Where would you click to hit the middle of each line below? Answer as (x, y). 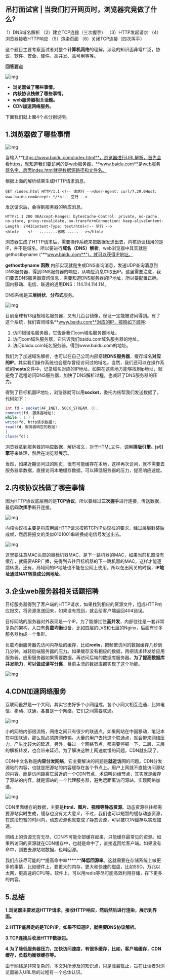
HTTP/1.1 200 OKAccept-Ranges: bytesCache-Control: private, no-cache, (82, 216)
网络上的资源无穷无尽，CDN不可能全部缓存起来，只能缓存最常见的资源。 (81, 837)
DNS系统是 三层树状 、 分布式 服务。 (41, 295)
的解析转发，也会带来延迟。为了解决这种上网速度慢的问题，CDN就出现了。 (83, 750)
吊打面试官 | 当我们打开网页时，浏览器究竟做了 (78, 10)
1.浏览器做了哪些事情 (38, 135)
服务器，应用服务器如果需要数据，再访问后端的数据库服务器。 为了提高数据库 (85, 658)
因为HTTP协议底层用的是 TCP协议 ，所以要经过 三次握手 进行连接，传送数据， (84, 501)
